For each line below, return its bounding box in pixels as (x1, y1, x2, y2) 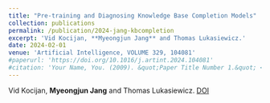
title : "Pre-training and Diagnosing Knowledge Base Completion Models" (8, 11, 257, 20)
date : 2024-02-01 (8, 42, 67, 50)
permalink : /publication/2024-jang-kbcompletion (8, 26, 174, 34)
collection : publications (8, 19, 95, 27)
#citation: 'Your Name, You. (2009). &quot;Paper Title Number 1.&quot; (8, 64, 257, 72)
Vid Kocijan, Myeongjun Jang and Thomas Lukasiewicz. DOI (8, 85, 210, 95)
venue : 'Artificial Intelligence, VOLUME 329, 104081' (8, 49, 196, 57)
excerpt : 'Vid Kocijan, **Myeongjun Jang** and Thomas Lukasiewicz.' (8, 34, 247, 42)
